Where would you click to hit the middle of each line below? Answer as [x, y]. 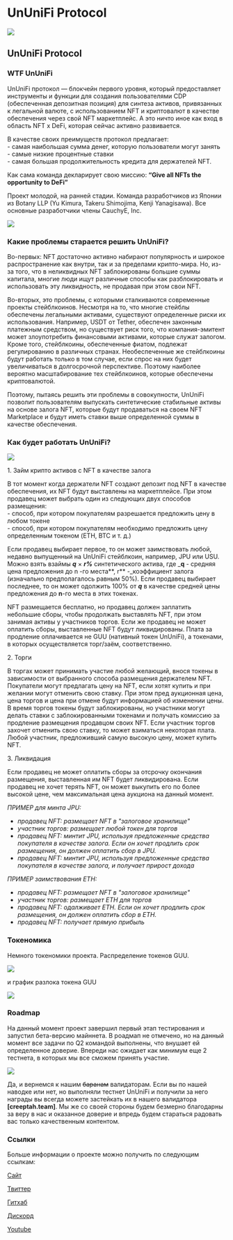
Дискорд [21, 1216]
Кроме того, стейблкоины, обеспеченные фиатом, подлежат [97, 344]
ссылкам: [22, 1162]
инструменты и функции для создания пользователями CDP [97, 96]
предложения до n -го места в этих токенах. [73, 594]
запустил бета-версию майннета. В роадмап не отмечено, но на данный [115, 1035]
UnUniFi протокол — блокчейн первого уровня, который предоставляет [114, 88]
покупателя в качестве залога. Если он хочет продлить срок [108, 843]
